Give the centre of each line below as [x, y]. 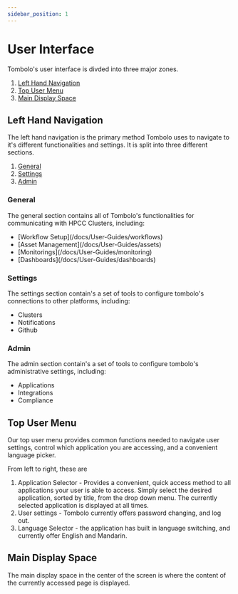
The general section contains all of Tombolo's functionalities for [101, 215]
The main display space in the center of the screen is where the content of [117, 575]
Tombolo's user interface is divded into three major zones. [93, 69]
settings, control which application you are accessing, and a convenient [113, 448]
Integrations [35, 393]
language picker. [32, 455]
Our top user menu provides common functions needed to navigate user [113, 440]
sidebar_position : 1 [38, 14]
